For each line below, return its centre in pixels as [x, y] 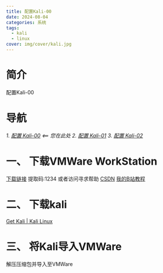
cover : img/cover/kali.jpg [39, 45]
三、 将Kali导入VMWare [64, 246]
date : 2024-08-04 [27, 17]
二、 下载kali [37, 204]
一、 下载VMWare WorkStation [82, 161]
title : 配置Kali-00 [29, 11]
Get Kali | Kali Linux [30, 221]
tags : [13, 28]
